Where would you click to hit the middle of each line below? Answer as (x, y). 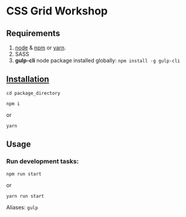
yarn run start (25, 196)
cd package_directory (33, 93)
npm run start (24, 174)
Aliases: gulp (22, 207)
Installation (28, 79)
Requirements (33, 33)
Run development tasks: (43, 162)
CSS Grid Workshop (57, 11)
